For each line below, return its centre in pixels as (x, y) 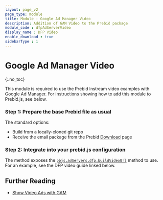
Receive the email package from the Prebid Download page (72, 137)
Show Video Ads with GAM (39, 193)
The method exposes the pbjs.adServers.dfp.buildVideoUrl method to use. (81, 160)
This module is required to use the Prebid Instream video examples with (77, 89)
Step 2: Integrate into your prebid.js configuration (65, 150)
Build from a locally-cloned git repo (47, 132)
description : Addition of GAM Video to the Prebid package (67, 23)
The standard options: (27, 122)
